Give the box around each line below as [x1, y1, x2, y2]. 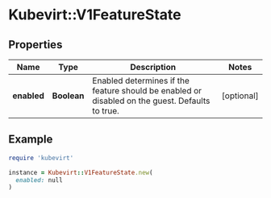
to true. [92, 105, 119, 116]
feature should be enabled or [92, 85, 202, 96]
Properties [8, 38, 63, 52]
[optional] [221, 90, 259, 101]
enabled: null [15, 175, 63, 184]
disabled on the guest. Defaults [92, 95, 211, 106]
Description [130, 62, 176, 72]
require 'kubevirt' [8, 154, 74, 162]
